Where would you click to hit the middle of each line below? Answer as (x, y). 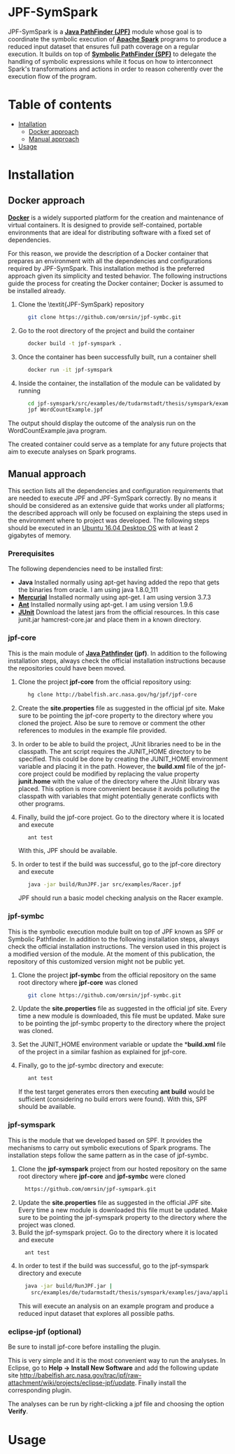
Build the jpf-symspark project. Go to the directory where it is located (118, 1232)
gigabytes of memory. (40, 536)
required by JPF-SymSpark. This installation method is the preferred (106, 268)
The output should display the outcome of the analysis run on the (102, 423)
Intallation (32, 124)
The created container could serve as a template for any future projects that (117, 444)
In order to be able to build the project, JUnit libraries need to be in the (120, 743)
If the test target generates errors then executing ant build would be (116, 1092)
